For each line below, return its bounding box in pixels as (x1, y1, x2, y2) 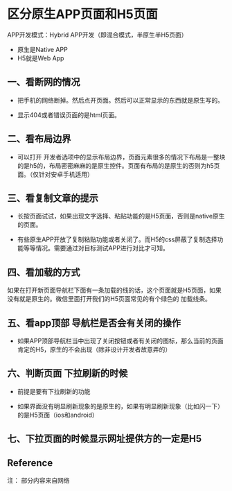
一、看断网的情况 (7, 76, 80, 88)
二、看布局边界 (7, 133, 71, 145)
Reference (7, 457, 53, 469)
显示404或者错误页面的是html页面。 (17, 110, 121, 119)
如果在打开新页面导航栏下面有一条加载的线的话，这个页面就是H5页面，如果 (7, 286, 222, 295)
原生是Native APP (17, 45, 68, 53)
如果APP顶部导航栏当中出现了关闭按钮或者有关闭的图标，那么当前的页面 (17, 337, 224, 345)
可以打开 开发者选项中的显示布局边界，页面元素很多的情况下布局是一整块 (17, 153, 226, 161)
